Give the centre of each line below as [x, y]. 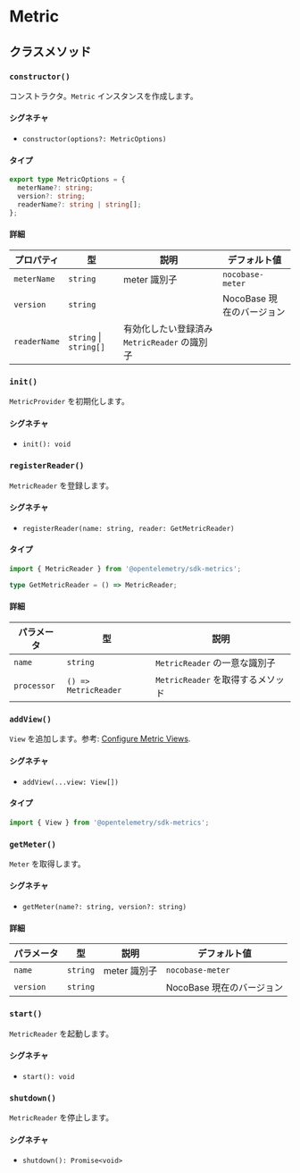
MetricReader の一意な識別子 [216, 663]
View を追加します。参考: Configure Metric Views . [100, 738]
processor [34, 686]
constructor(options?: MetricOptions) [94, 139]
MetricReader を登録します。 [62, 485]
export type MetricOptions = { [67, 180]
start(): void [48, 1076]
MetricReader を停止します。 [62, 1118]
